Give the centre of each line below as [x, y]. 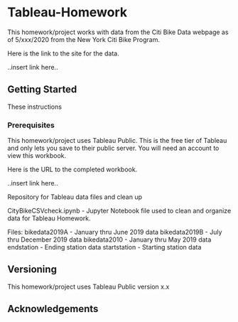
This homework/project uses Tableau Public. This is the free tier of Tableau [117, 141]
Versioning [32, 270]
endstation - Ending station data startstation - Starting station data [104, 247]
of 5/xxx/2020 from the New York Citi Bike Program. [84, 39]
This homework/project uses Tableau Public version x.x [88, 286]
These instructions [35, 107]
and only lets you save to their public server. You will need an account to [113, 148]
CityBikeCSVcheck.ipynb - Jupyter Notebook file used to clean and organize [119, 211]
